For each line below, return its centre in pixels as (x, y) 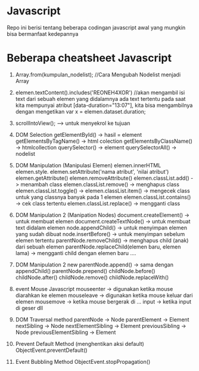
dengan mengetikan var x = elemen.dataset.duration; (80, 111)
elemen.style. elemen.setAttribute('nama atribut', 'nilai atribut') (92, 171)
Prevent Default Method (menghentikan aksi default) (80, 344)
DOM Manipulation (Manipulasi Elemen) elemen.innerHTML (88, 165)
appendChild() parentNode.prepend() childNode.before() (85, 271)
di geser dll (29, 308)
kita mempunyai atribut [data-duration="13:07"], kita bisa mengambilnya (104, 105)
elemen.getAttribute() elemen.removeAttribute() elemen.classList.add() (102, 178)
